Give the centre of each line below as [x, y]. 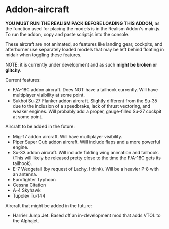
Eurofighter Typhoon [34, 179]
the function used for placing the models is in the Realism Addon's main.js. [83, 28]
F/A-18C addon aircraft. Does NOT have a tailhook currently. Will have [85, 89]
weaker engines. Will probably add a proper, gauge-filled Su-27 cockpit [87, 111]
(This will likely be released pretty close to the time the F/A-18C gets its [87, 158]
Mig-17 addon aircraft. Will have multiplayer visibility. [67, 136]
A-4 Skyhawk [27, 190]
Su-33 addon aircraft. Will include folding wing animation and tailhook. [86, 152]
